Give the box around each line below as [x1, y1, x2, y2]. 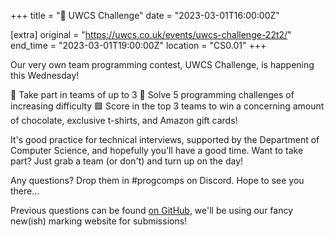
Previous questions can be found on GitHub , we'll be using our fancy [10, 205, 294, 216]
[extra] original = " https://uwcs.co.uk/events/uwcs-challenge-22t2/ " [10, 29, 292, 40]
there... [10, 185, 40, 197]
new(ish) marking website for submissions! [10, 215, 188, 227]
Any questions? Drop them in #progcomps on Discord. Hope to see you [10, 175, 305, 186]
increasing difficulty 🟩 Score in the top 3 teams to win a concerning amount [10, 100, 325, 112]
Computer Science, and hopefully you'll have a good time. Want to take [10, 145, 304, 156]
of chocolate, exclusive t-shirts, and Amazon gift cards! [10, 115, 238, 126]
